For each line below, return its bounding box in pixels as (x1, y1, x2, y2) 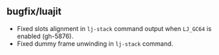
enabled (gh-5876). (16, 32, 74, 40)
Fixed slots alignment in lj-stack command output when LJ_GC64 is (16, 24, 212, 32)
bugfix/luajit (6, 6, 62, 18)
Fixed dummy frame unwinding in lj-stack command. (16, 39, 174, 48)
